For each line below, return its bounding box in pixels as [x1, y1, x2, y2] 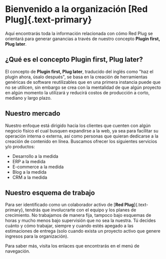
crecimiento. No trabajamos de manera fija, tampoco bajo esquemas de [5, 212, 152, 218]
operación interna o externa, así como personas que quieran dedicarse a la [5, 133, 159, 139]
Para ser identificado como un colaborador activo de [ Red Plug [5, 202, 134, 208]
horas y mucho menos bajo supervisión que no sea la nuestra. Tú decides [5, 217, 156, 224]
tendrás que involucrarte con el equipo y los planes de [25, 207, 136, 213]
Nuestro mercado [5, 109, 60, 118]
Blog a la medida [12, 169, 47, 175]
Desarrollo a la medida [12, 153, 58, 159]
